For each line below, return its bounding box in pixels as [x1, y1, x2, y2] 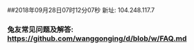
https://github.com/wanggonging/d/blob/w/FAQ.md [7, 34, 187, 43]
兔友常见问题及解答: [7, 25, 74, 34]
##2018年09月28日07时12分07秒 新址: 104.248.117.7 [7, 6, 155, 14]
